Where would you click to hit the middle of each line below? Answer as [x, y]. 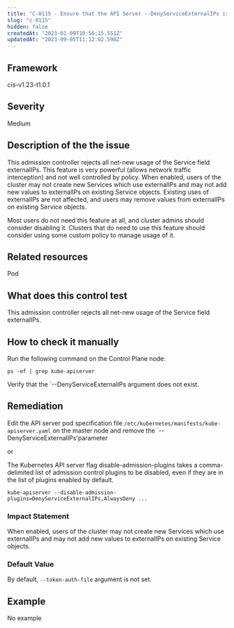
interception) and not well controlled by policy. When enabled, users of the [114, 177]
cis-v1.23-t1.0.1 [29, 84]
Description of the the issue [69, 145]
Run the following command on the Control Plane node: [86, 359]
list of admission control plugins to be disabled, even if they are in [130, 472]
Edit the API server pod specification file [65, 423]
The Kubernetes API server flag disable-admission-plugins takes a [102, 465]
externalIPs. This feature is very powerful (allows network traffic [99, 170]
